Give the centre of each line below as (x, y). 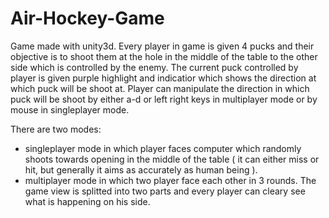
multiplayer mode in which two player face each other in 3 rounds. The (170, 180)
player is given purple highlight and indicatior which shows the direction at (163, 78)
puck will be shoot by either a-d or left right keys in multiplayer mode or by (164, 99)
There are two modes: (56, 129)
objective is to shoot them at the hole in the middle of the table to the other (164, 56)
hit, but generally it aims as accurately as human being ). (141, 169)
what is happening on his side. (87, 201)
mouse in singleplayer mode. (70, 109)
